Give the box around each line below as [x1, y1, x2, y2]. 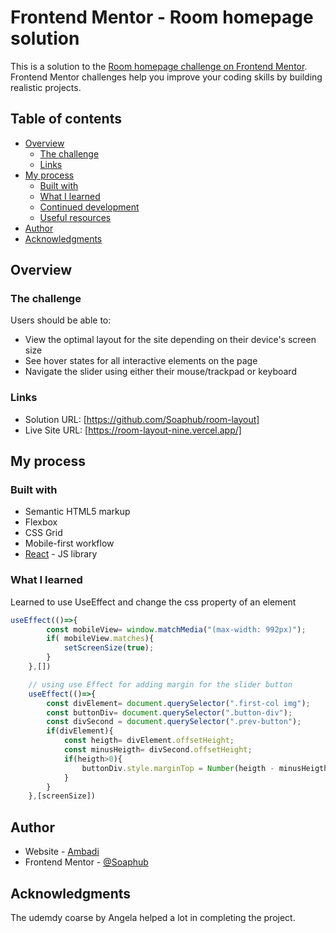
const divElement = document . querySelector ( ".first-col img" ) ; [46, 698, 311, 708]
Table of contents [10, 111, 122, 128]
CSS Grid [24, 527, 63, 539]
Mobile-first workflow [24, 537, 115, 550]
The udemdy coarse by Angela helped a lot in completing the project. [10, 911, 296, 923]
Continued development [39, 201, 140, 213]
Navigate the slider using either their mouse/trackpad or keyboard [24, 366, 297, 378]
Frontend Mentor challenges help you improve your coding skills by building [10, 71, 323, 83]
